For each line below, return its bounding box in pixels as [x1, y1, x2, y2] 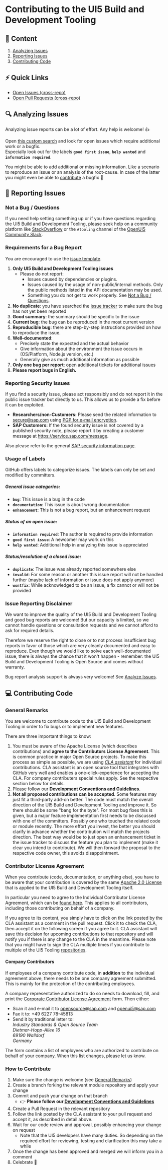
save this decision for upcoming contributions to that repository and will [5, 931, 154, 937]
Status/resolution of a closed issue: [5, 553, 82, 560]
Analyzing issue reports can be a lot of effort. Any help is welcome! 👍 [5, 126, 149, 132]
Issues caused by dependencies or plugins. [27, 276, 118, 282]
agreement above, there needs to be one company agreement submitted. [5, 975, 156, 981]
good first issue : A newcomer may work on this [12, 536, 114, 542]
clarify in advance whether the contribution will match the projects [12, 829, 150, 835]
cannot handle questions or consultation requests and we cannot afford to [5, 622, 158, 628]
